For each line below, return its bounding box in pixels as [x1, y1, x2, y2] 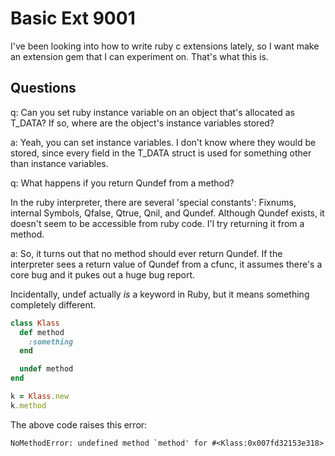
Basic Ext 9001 [10, 7, 136, 30]
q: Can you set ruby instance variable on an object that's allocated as [10, 106, 296, 118]
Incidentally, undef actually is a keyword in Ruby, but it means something [10, 288, 310, 300]
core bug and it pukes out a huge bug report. [10, 268, 196, 281]
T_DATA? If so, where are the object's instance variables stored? [10, 117, 275, 129]
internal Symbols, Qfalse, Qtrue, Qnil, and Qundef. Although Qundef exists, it [10, 207, 325, 219]
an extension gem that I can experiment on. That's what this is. [10, 50, 269, 62]
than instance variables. [10, 157, 109, 169]
